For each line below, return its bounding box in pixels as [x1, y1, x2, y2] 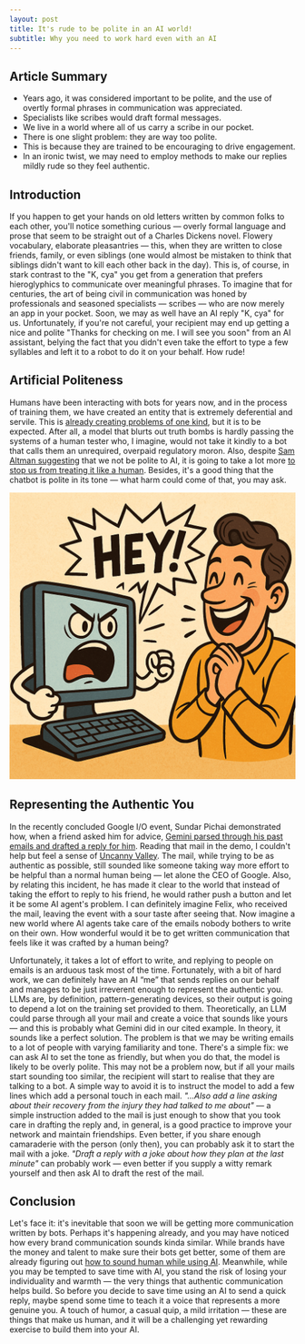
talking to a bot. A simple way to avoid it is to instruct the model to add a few [9, 1080, 295, 1091]
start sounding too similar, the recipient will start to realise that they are [9, 1070, 275, 1082]
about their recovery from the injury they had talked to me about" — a [9, 1099, 271, 1110]
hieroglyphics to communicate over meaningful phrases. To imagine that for [9, 278, 293, 289]
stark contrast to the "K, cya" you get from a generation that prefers [9, 269, 263, 279]
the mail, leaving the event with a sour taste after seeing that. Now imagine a [9, 908, 296, 919]
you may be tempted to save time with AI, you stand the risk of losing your [9, 1266, 288, 1278]
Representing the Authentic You [9, 797, 195, 813]
